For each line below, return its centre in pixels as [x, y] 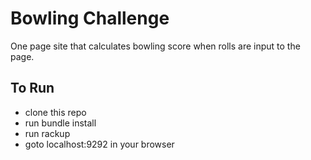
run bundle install [60, 123]
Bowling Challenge [90, 18]
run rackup [47, 133]
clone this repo [55, 112]
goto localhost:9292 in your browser [99, 144]
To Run [32, 88]
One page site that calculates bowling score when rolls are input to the [155, 46]
